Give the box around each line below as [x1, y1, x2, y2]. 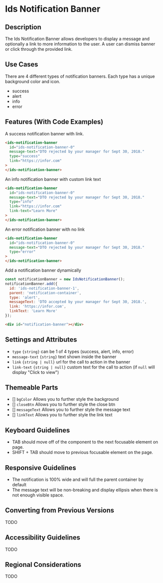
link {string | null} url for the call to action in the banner [12, 359, 130, 365]
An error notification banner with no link [5, 226, 85, 232]
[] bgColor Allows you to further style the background [12, 396, 119, 402]
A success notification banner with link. [5, 130, 84, 136]
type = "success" [9, 154, 40, 159]
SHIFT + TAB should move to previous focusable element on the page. [12, 450, 153, 455]
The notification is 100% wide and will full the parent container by [12, 476, 144, 482]
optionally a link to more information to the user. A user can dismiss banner [5, 41, 156, 47]
